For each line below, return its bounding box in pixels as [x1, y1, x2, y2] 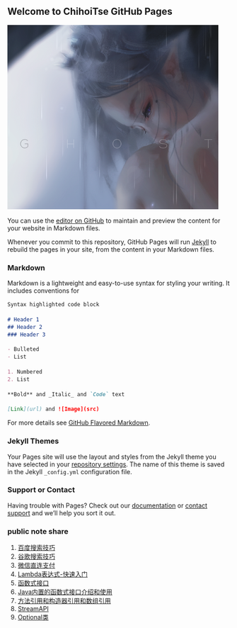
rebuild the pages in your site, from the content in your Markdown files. [7, 245, 214, 254]
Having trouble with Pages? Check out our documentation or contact [7, 501, 207, 510]
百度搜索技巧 [17, 544, 55, 552]
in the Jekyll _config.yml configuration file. [7, 467, 132, 476]
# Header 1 [7, 315, 40, 323]
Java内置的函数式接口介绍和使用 [17, 588, 113, 596]
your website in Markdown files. [7, 223, 100, 232]
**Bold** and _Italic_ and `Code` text [7, 391, 125, 398]
